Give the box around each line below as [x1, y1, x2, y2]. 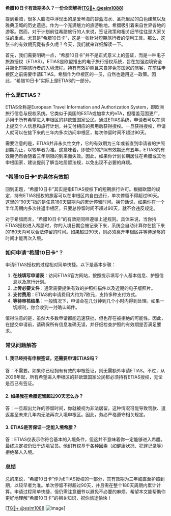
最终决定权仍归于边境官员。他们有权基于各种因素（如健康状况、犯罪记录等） [5, 443, 166, 449]
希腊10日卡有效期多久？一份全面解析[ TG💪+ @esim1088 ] [5, 5, 124, 11]
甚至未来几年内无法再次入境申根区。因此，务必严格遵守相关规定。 [9, 412, 148, 418]
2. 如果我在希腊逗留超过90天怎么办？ [5, 393, 83, 399]
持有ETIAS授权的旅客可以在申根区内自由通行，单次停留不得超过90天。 [14, 192, 162, 198]
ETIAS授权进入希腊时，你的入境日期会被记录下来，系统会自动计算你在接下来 [5, 222, 165, 228]
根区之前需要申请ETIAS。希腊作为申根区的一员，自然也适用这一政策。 [5, 71, 152, 77]
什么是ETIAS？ [5, 91, 42, 98]
